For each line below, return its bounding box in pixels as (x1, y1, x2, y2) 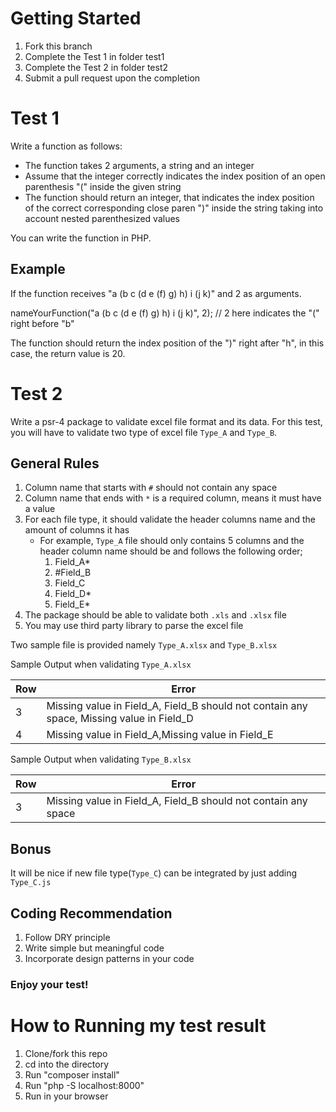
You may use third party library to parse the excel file (24, 620, 244, 632)
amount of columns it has (24, 524, 130, 536)
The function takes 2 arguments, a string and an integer (24, 159, 255, 171)
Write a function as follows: (10, 140, 123, 152)
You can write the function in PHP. (10, 232, 152, 244)
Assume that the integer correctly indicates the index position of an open (24, 170, 326, 182)
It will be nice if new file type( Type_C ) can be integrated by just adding (10, 867, 298, 879)
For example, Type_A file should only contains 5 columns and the (39, 535, 305, 547)
